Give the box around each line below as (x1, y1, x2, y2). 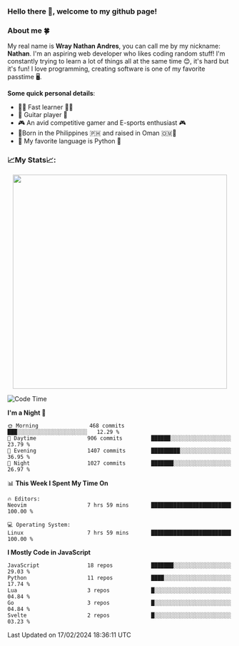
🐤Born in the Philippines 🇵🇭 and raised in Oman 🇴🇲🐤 (17, 128, 177, 138)
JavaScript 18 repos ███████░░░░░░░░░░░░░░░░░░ (7, 562, 232, 569)
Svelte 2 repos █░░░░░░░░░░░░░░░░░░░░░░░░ (7, 612, 232, 619)
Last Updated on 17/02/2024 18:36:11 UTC (7, 630, 131, 639)
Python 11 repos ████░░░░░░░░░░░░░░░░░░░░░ (7, 574, 232, 581)
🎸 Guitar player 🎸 (17, 111, 68, 119)
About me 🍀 (7, 25, 50, 35)
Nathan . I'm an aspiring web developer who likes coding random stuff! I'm (7, 49, 226, 58)
